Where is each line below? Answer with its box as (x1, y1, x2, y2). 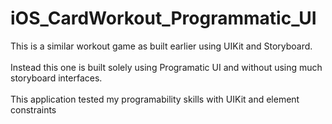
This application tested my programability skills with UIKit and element (10, 93, 300, 105)
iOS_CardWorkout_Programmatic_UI (10, 7, 317, 30)
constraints (10, 103, 57, 116)
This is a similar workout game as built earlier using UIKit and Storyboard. (10, 40, 313, 52)
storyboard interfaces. (10, 72, 103, 84)
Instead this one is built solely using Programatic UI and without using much (10, 61, 323, 73)
